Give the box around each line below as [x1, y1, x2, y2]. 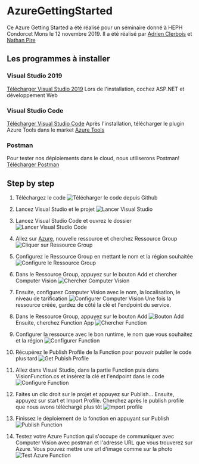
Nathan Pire [7, 36, 36, 43]
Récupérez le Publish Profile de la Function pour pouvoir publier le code [15, 348, 192, 356]
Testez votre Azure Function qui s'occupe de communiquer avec [15, 433, 175, 440]
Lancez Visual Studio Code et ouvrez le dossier [15, 217, 132, 225]
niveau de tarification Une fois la [15, 295, 172, 302]
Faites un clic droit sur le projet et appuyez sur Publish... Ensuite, [15, 391, 175, 398]
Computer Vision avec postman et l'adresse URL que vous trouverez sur [15, 439, 193, 446]
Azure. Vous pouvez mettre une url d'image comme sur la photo [15, 446, 173, 453]
